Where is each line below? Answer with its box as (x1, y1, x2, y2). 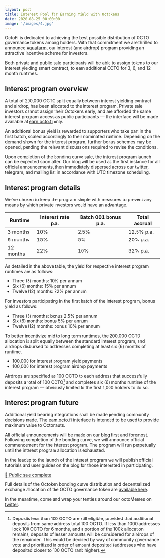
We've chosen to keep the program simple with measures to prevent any (5, 197, 152, 202)
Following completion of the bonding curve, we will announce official (5, 437, 144, 443)
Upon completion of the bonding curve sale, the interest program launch (5, 154, 151, 159)
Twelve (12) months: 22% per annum (12, 288, 87, 294)
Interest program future (5, 399, 79, 407)
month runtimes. (5, 70, 38, 77)
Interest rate (40, 213, 70, 220)
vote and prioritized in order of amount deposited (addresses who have (12, 542, 157, 548)
